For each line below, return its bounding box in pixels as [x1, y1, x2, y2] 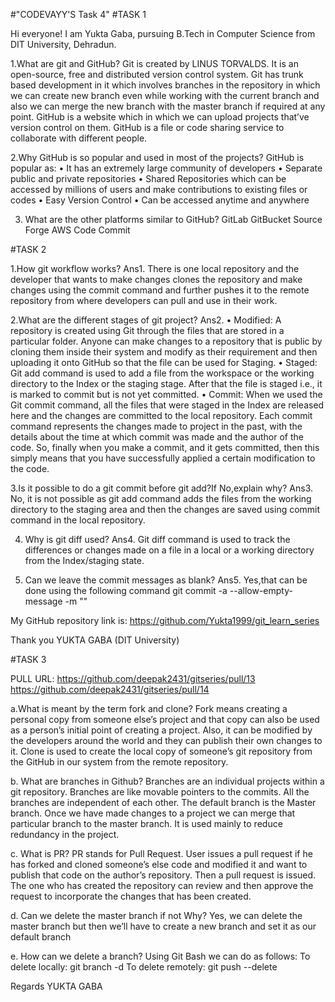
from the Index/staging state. [24, 555, 145, 566]
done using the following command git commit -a [24, 585, 228, 596]
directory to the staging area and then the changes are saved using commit [10, 504, 321, 515]
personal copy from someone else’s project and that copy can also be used [10, 714, 320, 725]
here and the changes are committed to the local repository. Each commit [10, 410, 313, 421]
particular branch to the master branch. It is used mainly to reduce [10, 818, 283, 829]
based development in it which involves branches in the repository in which [10, 79, 321, 91]
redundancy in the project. [10, 829, 120, 840]
